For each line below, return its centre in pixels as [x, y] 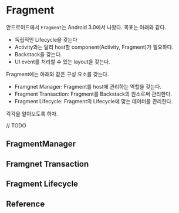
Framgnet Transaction [48, 164]
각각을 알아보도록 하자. [32, 114]
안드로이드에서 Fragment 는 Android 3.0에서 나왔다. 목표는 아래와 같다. [86, 27]
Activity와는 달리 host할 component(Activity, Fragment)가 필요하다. [94, 47]
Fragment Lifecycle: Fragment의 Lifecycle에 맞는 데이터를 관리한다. [94, 101]
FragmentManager [41, 144]
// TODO [16, 125]
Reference [26, 204]
